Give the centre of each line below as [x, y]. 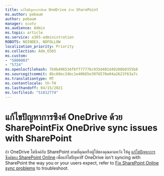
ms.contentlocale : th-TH [31, 83]
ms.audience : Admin [25, 28]
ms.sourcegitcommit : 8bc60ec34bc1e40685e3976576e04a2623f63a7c [72, 74]
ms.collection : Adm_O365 [31, 51]
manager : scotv [21, 23]
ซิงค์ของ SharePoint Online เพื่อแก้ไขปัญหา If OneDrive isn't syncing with [73, 157]
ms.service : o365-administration [40, 38]
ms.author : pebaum [24, 14]
